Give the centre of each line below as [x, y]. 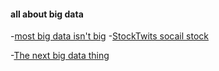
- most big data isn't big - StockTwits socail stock [109, 36]
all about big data [47, 14]
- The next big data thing [60, 56]
